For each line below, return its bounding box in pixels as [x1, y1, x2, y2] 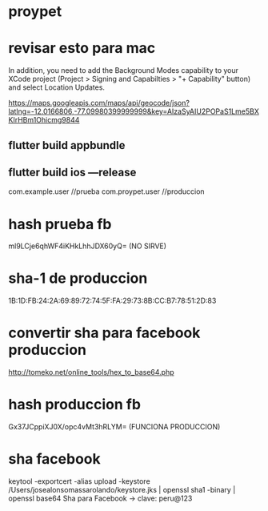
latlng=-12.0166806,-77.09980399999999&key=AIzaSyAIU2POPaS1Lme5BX [8, 107, 260, 116]
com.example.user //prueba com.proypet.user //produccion [8, 187, 206, 196]
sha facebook [8, 450, 102, 469]
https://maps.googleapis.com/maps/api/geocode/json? [8, 99, 190, 108]
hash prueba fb [8, 215, 112, 233]
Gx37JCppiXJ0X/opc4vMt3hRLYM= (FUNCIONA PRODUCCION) [8, 422, 221, 432]
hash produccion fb [8, 396, 142, 414]
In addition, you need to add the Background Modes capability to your [8, 66, 238, 75]
